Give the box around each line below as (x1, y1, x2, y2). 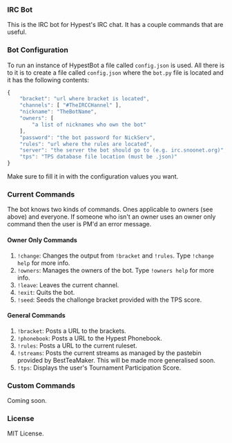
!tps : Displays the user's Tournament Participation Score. (17, 363, 182, 372)
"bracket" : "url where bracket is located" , (19, 96, 150, 102)
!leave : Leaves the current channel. (17, 280, 119, 289)
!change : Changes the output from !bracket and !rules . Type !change (17, 251, 214, 260)
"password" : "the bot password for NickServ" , (19, 134, 156, 141)
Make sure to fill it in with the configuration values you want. (7, 172, 178, 181)
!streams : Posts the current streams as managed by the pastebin (17, 348, 202, 357)
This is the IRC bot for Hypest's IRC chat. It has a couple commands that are (7, 21, 224, 29)
